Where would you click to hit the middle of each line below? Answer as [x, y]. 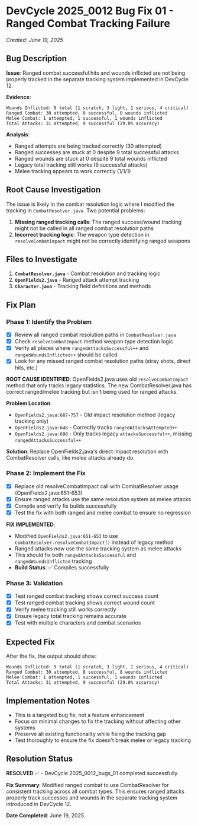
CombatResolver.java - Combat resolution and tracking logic [87, 273]
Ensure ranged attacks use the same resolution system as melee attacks [103, 499]
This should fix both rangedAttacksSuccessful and [75, 555]
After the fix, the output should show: [51, 656]
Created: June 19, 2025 [35, 40]
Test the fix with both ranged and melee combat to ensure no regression [103, 512]
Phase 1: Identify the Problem [49, 321]
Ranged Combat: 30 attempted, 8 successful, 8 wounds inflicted [87, 672]
